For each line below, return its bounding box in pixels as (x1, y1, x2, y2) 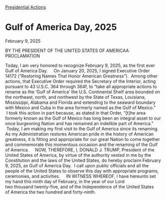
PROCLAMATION (5, 53, 40, 59)
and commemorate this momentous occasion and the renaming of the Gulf (5, 141, 158, 147)
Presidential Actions (5, 4, 46, 10)
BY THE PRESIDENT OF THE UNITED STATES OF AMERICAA (5, 47, 129, 54)
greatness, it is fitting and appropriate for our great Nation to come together (5, 136, 160, 142)
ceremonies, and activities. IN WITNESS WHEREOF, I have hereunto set (5, 173, 156, 179)
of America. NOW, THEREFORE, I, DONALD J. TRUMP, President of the (5, 146, 155, 153)
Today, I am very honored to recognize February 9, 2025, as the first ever (5, 62, 155, 68)
